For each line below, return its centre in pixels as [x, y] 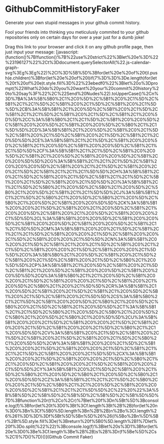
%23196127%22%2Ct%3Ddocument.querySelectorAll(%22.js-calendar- [78, 62]
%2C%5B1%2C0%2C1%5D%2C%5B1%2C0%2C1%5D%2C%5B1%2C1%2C [82, 135]
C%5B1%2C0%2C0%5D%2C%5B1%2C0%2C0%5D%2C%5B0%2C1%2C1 [81, 125]
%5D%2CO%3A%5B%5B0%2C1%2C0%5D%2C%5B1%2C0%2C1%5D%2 [81, 255]
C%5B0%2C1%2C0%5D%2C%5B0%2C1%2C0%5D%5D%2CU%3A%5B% [82, 317]
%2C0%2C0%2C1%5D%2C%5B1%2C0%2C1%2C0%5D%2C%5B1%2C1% [81, 208]
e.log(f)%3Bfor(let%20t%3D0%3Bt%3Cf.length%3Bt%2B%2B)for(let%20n [82, 405]
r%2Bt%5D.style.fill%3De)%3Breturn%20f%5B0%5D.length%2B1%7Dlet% [81, 421]
